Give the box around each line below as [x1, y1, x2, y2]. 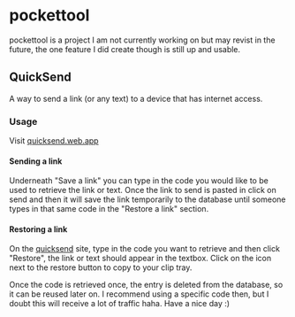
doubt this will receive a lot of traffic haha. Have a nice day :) [9, 298, 231, 309]
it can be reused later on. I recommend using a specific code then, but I [9, 289, 269, 299]
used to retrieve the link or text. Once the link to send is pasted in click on [9, 185, 276, 196]
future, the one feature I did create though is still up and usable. [9, 43, 241, 54]
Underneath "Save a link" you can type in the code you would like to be [9, 175, 269, 186]
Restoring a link [9, 223, 68, 235]
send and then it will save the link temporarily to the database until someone [9, 194, 286, 205]
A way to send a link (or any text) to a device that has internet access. [9, 93, 263, 104]
